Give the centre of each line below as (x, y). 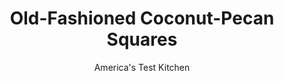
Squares (142, 39)
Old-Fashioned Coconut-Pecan (142, 18)
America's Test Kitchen (142, 67)
